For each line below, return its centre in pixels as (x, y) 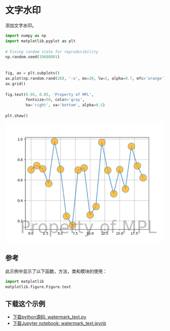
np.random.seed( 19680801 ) (32, 57)
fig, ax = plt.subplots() (32, 73)
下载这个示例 (25, 304)
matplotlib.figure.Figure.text (38, 287)
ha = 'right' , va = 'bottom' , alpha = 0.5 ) (65, 105)
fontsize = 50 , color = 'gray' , (55, 100)
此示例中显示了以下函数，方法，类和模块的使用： (56, 271)
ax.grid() (16, 84)
